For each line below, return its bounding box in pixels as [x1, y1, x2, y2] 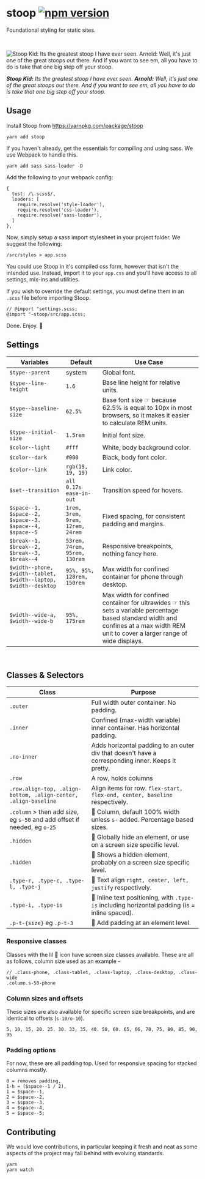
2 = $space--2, [6, 1094, 45, 1101]
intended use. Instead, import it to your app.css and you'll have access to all [6, 269, 197, 277]
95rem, [66, 549, 85, 556]
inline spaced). [91, 909, 134, 917]
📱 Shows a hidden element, [91, 850, 170, 859]
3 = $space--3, [6, 1099, 45, 1106]
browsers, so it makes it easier [102, 411, 190, 419]
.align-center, [34, 792, 79, 798]
